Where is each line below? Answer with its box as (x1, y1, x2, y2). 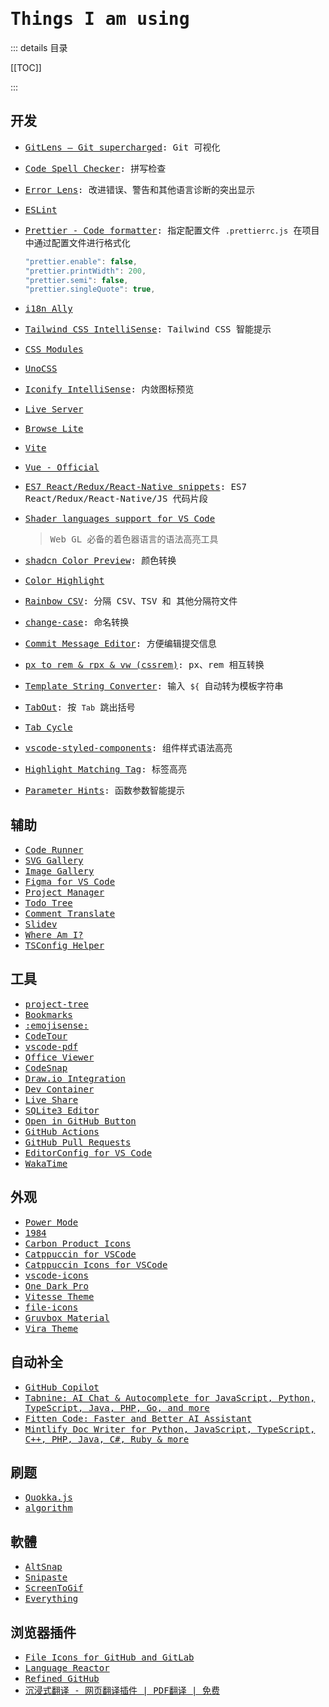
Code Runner (24, 844, 84, 856)
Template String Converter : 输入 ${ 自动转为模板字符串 (24, 681, 284, 692)
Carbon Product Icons (24, 1238, 132, 1249)
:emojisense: (24, 1019, 89, 1031)
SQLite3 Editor (24, 1104, 100, 1116)
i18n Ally (24, 303, 73, 315)
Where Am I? (24, 929, 84, 941)
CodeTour (24, 1030, 68, 1042)
